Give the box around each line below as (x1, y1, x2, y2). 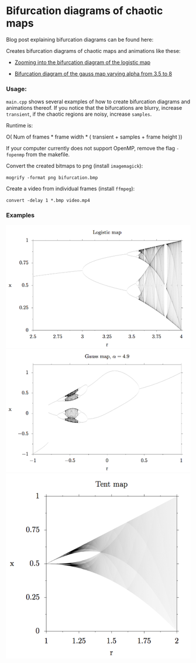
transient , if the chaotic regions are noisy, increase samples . (6, 110, 152, 118)
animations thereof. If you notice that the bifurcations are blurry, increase (6, 105, 183, 112)
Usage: (6, 85, 27, 93)
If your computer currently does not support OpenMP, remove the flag (6, 145, 176, 152)
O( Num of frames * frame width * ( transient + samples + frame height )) (6, 133, 183, 140)
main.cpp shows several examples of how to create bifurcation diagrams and (6, 98, 191, 105)
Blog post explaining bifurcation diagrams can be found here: (6, 36, 154, 43)
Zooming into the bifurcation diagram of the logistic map (14, 59, 151, 66)
